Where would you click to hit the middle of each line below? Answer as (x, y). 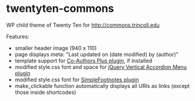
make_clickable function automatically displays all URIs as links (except (102, 86)
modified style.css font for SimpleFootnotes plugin (77, 80)
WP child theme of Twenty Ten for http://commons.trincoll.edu (83, 25)
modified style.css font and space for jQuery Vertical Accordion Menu (100, 67)
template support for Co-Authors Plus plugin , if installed (83, 61)
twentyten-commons (60, 9)
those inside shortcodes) (45, 92)
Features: (18, 36)
